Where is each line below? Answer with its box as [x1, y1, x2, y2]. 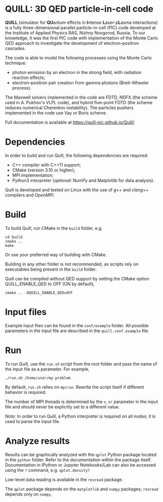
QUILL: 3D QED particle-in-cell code [5, 3, 154, 15]
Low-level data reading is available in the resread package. [5, 476, 123, 483]
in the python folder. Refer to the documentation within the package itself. [5, 457, 152, 463]
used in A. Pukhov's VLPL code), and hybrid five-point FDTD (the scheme [5, 99, 153, 105]
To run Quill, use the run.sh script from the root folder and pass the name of [5, 361, 157, 367]
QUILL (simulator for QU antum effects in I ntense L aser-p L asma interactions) [5, 19, 158, 25]
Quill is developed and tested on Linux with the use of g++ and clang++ [5, 186, 149, 193]
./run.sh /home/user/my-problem [5, 375, 71, 380]
